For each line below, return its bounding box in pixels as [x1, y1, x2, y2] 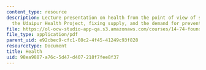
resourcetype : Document [6, 43, 67, 49]
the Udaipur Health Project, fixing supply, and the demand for [12, 20, 180, 26]
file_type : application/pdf [6, 32, 78, 38]
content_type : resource [6, 9, 67, 15]
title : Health [6, 49, 43, 55]
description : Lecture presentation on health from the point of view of [6, 15, 196, 21]
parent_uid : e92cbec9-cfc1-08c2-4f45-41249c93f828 [6, 37, 139, 43]
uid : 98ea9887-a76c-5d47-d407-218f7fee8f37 [6, 54, 120, 60]
